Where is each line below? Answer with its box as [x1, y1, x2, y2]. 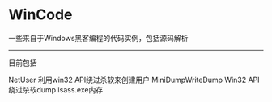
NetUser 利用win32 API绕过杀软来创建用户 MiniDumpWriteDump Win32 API [8, 75, 261, 84]
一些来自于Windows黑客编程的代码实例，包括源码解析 [8, 33, 189, 43]
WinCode [8, 6, 73, 24]
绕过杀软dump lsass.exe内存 [8, 84, 104, 94]
